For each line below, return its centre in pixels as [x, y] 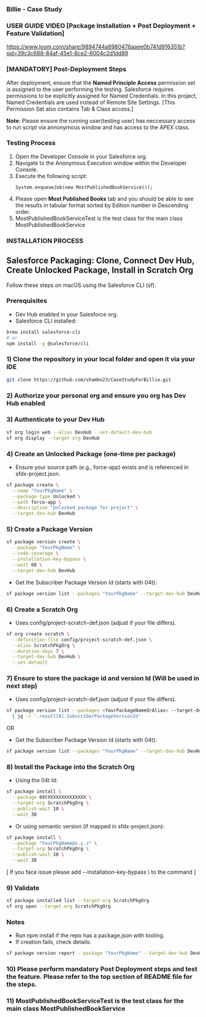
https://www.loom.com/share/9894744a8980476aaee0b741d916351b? [96, 47]
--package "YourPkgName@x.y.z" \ [55, 843]
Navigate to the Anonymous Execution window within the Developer [101, 163]
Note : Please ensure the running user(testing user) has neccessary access [101, 120]
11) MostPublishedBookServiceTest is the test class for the [95, 1001]
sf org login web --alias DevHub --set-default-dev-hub [79, 432]
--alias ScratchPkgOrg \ [44, 645]
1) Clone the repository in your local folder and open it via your [101, 359]
